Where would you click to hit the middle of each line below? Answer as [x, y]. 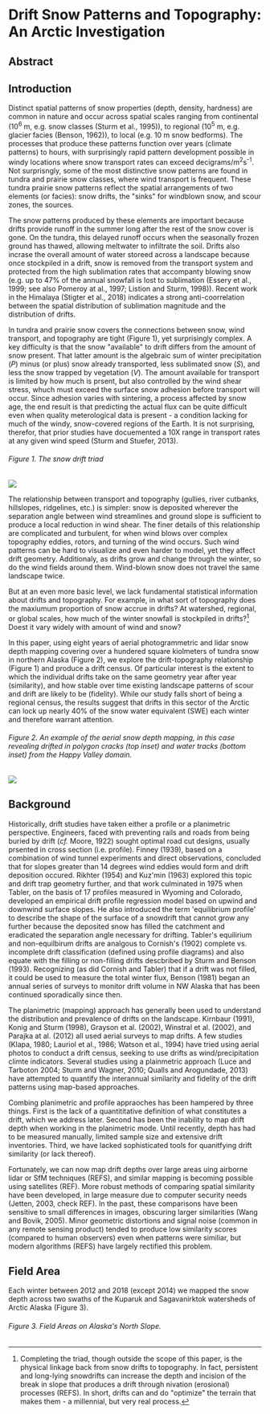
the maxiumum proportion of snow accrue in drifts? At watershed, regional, [133, 608]
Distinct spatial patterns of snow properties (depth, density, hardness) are [131, 108]
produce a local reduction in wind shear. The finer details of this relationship [134, 525]
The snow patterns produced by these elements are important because [126, 220]
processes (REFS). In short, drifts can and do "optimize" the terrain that [138, 1392]
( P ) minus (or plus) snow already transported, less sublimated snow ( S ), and [134, 364]
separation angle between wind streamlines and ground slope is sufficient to [135, 516]
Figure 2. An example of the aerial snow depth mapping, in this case [122, 738]
